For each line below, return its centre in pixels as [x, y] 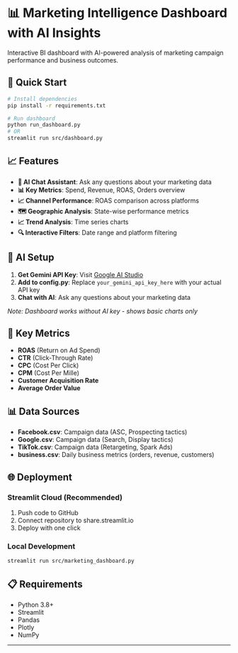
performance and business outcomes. [63, 60]
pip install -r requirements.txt [57, 106]
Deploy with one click [49, 528]
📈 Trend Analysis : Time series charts [73, 222]
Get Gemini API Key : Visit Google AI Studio [80, 274]
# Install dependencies [42, 99]
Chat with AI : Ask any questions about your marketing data [104, 297]
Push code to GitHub [48, 512]
